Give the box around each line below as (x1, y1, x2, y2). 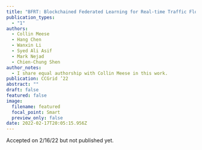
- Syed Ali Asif (11, 48, 52, 54)
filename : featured (11, 103, 61, 110)
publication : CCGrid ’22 (6, 76, 69, 82)
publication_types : (6, 14, 55, 20)
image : (6, 98, 23, 104)
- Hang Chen (11, 37, 42, 43)
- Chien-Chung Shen (11, 59, 61, 65)
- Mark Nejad (11, 53, 44, 59)
